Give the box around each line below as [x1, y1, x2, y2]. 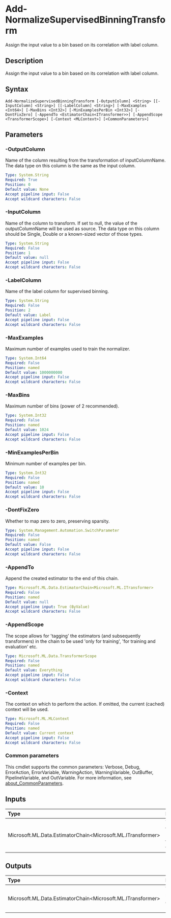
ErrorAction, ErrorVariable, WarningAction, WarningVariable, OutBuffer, [5, 769, 154, 775]
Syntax [5, 85, 28, 94]
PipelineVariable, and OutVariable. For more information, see [5, 774, 132, 780]
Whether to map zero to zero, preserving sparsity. [5, 518, 110, 524]
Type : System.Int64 [5, 355, 47, 361]
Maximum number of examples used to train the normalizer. [5, 346, 131, 352]
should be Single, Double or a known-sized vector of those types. [5, 231, 144, 237]
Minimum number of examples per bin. [5, 460, 87, 466]
